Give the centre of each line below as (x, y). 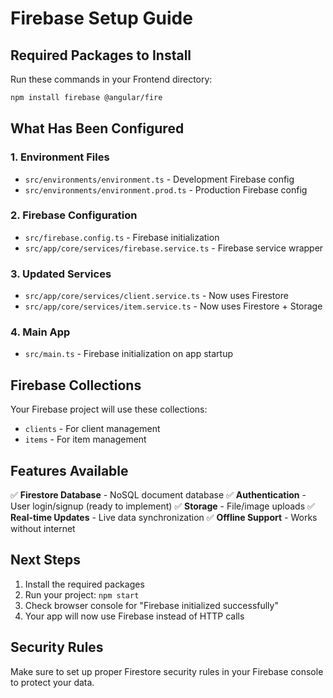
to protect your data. (52, 682)
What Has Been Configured (97, 128)
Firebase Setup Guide (101, 18)
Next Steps (45, 560)
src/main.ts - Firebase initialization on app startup (128, 354)
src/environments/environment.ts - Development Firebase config (159, 179)
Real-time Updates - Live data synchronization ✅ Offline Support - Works (164, 518)
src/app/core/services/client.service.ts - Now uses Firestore (156, 296)
